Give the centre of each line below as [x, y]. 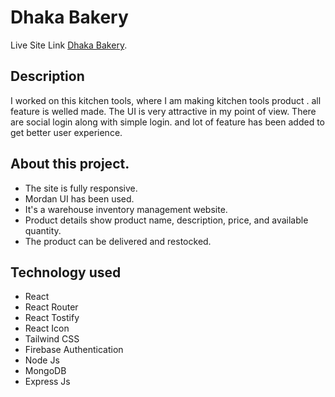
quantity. [43, 230]
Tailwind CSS [52, 339]
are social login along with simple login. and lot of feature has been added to [168, 122]
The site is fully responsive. [81, 188]
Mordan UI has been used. [79, 198]
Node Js [42, 360]
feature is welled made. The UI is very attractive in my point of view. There [163, 111]
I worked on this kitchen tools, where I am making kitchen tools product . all [166, 100]
